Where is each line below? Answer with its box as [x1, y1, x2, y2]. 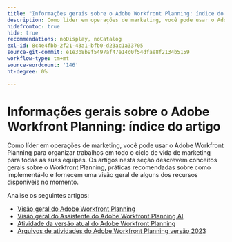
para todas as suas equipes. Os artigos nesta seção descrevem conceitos [7, 156, 217, 165]
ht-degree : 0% [7, 68, 48, 75]
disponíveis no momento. [7, 178, 79, 187]
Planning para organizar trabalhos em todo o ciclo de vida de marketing [7, 149, 211, 157]
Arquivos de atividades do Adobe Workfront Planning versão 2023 [17, 227, 206, 235]
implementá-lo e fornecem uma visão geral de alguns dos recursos [7, 171, 198, 179]
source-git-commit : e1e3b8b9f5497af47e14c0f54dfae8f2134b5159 [7, 49, 190, 56]
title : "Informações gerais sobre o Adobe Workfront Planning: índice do [7, 10, 224, 17]
